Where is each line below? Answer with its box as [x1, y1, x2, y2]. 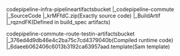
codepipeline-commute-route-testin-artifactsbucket [6, 30, 135, 37]
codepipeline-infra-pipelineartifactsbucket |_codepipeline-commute [6, 6, 175, 13]
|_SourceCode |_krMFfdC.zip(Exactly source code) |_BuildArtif [6, 12, 161, 19]
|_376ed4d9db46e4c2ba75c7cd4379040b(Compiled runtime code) [6, 37, 174, 43]
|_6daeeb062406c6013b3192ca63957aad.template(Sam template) [6, 43, 170, 50]
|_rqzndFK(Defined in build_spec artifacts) [6, 19, 111, 25]
